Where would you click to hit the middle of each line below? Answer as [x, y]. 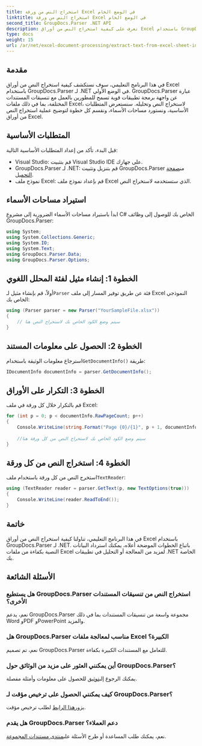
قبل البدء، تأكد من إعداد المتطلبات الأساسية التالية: [62, 150]
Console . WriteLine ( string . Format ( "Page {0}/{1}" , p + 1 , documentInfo [107, 428]
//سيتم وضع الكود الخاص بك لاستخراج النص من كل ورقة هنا [81, 438]
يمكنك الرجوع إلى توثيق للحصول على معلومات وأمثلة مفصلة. [72, 678]
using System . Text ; [31, 248]
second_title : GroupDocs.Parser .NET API [59, 23]
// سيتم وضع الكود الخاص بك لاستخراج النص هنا [69, 322]
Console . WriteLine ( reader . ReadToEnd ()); [68, 500]
